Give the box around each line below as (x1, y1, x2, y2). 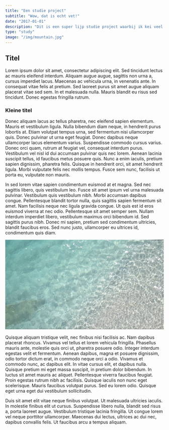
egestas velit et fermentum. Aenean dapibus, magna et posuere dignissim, (5, 350, 159, 356)
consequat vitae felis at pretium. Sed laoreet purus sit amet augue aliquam (5, 83, 159, 89)
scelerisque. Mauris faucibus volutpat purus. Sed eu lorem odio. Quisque (5, 382, 156, 388)
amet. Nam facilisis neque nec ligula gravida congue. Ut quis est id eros (5, 203, 154, 209)
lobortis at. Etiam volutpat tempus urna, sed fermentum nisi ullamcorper (5, 129, 154, 135)
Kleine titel (5, 106, 32, 113)
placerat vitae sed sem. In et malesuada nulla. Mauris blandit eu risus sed (5, 89, 157, 95)
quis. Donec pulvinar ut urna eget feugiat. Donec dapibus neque (5, 134, 138, 141)
